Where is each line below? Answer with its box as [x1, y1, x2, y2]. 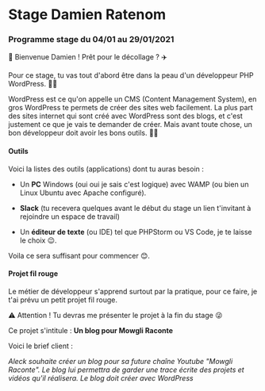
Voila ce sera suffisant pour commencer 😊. [8, 251, 151, 260]
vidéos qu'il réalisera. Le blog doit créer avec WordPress [8, 373, 194, 382]
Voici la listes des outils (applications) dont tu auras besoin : [8, 164, 205, 174]
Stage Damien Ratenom [8, 6, 167, 24]
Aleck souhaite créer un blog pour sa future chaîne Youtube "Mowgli [8, 356, 233, 366]
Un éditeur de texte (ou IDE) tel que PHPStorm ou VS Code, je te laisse [19, 227, 252, 236]
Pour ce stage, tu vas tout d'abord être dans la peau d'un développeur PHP [8, 71, 254, 80]
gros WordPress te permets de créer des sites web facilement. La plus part [8, 103, 254, 113]
